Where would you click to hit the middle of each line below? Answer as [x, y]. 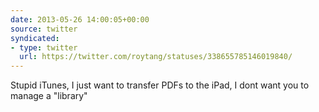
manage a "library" [49, 96]
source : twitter [44, 29]
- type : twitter [44, 47]
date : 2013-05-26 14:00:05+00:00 [80, 19]
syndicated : [35, 38]
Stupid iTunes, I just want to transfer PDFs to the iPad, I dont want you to [160, 85]
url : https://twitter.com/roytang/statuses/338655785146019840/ [156, 57]
